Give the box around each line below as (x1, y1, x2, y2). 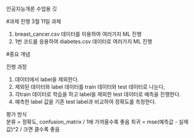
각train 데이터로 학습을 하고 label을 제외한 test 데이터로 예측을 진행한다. (14, 91, 181, 98)
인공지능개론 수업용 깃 (6, 5, 58, 12)
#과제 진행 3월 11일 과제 (6, 18, 61, 25)
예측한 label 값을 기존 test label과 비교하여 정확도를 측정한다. (14, 98, 157, 105)
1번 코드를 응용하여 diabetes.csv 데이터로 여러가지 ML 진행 (14, 38, 152, 45)
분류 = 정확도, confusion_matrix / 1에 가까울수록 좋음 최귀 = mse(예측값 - (6, 118, 178, 125)
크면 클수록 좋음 (23, 126, 61, 133)
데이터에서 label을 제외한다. (14, 76, 79, 83)
